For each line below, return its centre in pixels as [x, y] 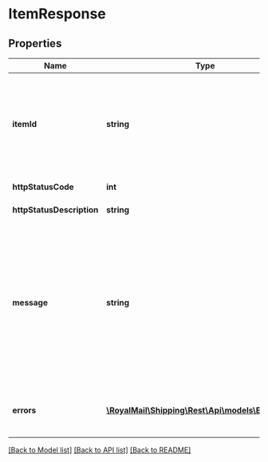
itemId [25, 124]
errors [24, 410]
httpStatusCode [43, 187]
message [30, 302]
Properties [35, 43]
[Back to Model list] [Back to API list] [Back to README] [100, 450]
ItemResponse [57, 14]
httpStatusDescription [55, 210]
